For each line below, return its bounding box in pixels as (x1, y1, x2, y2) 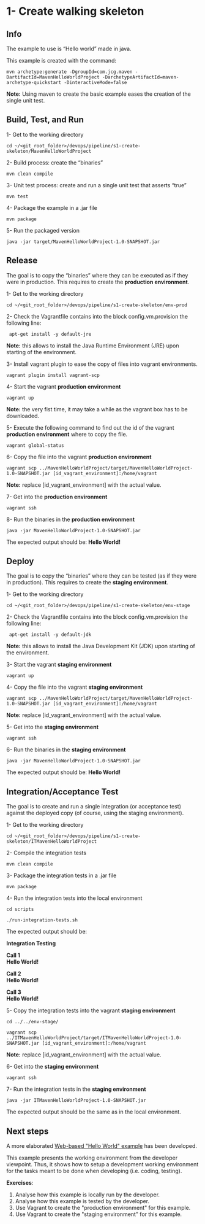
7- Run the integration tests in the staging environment (6, 1085, 146, 1093)
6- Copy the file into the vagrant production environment (6, 453, 152, 460)
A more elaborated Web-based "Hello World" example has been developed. (6, 1142, 198, 1150)
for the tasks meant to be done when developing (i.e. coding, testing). (6, 1168, 182, 1175)
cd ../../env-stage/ (6, 1019, 59, 1025)
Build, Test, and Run (6, 115, 84, 125)
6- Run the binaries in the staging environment (6, 746, 126, 753)
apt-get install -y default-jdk (9, 632, 92, 638)
